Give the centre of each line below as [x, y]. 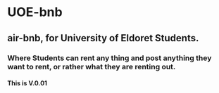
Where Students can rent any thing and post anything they [109, 58]
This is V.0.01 [27, 83]
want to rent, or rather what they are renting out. [92, 66]
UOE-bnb [35, 12]
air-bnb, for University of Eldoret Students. [103, 38]
